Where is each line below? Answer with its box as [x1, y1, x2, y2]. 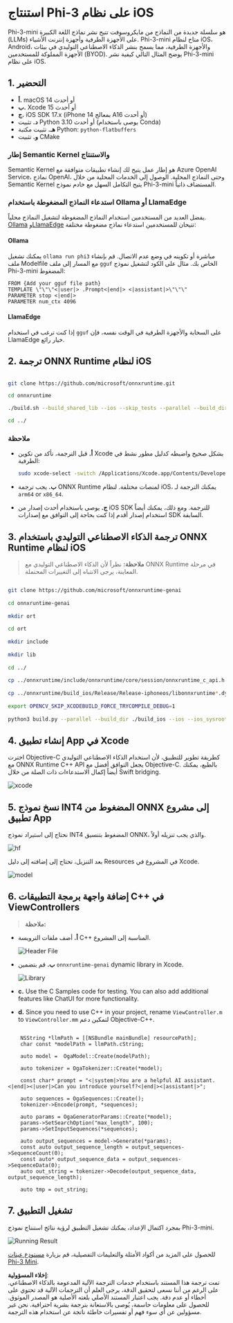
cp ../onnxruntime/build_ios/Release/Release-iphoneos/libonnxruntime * [8, 690, 218, 697]
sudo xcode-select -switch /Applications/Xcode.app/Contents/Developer [17, 470, 229, 477]
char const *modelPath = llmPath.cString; [20, 1041, 145, 1047]
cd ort [8, 625, 27, 633]
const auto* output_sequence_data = [20, 1155, 127, 1162]
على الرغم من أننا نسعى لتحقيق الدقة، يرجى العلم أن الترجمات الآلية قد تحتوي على [8, 1286, 219, 1294]
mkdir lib [8, 651, 37, 658]
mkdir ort [8, 613, 37, 620]
